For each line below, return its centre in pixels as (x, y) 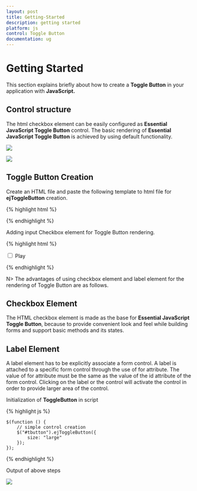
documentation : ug (29, 39)
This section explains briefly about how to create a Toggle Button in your (95, 85)
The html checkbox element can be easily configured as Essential (87, 124)
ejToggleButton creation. (37, 198)
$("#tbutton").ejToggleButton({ (56, 432)
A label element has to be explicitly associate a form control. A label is (91, 363)
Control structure (39, 110)
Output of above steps (33, 470)
